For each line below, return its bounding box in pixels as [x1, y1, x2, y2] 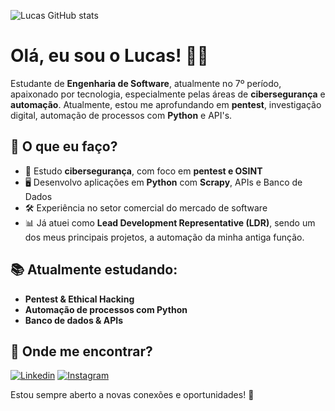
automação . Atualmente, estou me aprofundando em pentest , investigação [10, 98, 322, 110]
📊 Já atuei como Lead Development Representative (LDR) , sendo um [24, 216, 316, 229]
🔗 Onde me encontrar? [10, 343, 153, 360]
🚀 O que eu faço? [10, 138, 118, 155]
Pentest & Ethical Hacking [24, 293, 135, 305]
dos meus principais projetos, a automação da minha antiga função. [24, 231, 305, 243]
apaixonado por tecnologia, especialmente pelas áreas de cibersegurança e [10, 88, 326, 100]
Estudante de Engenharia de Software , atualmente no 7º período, [10, 77, 282, 89]
